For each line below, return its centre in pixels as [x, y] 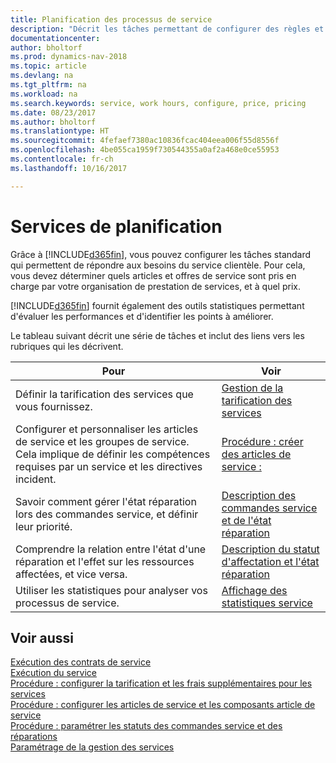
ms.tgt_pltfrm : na [48, 85]
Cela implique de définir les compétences [113, 454]
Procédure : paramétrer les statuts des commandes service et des [146, 726]
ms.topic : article [48, 66]
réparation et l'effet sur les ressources [105, 561]
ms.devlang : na [42, 76]
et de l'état [246, 520]
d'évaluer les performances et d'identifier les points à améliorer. [142, 316]
